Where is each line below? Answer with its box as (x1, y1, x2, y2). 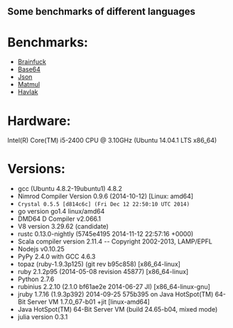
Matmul (17, 80, 40, 89)
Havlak (17, 88, 38, 97)
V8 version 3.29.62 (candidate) (17, 222, 109, 231)
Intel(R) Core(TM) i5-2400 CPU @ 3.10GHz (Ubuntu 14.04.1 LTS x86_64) (7, 136, 217, 145)
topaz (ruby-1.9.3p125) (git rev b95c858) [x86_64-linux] (17, 260, 181, 268)
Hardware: (7, 113, 71, 129)
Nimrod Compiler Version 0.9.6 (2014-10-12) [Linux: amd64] (17, 192, 194, 201)
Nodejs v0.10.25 (17, 245, 65, 253)
